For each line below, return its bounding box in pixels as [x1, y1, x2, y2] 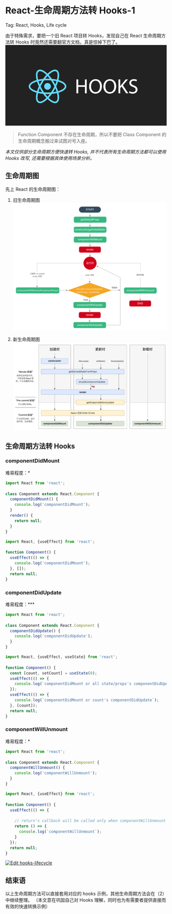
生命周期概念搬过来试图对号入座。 [17, 138, 90, 144]
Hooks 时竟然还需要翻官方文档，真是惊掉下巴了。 [15, 39, 120, 45]
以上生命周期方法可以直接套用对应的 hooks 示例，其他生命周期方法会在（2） [5, 890, 165, 897]
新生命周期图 [12, 336, 40, 343]
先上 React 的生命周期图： [5, 186, 60, 192]
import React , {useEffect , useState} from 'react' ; [5, 654, 118, 660]
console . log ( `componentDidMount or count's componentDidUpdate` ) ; [14, 697, 159, 703]
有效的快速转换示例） [5, 903, 50, 909]
